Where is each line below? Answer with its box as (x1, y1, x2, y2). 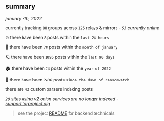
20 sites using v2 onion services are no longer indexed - (5, 96, 118, 101)
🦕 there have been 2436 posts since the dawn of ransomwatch (5, 77, 130, 82)
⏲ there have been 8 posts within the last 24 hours (5, 34, 110, 40)
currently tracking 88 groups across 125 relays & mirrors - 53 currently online (5, 25, 160, 31)
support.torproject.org (5, 101, 50, 106)
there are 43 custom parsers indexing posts (5, 86, 93, 92)
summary (5, 2, 36, 11)
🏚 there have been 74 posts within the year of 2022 (5, 65, 111, 71)
